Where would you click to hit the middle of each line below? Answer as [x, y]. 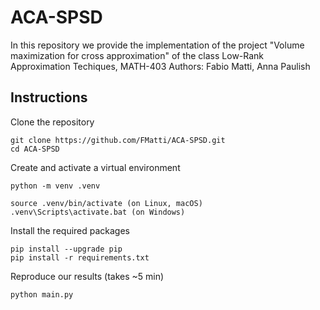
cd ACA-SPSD [35, 149]
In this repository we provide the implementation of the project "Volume [157, 45]
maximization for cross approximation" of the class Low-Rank [137, 55]
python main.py [42, 294]
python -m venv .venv [55, 186]
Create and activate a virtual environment [95, 167]
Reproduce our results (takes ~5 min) [87, 276]
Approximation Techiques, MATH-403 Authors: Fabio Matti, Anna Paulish [160, 66]
